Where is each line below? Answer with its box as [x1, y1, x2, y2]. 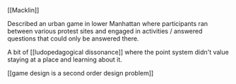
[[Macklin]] [7, 6, 40, 14]
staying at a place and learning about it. [7, 55, 122, 64]
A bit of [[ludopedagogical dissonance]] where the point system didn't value [7, 48, 230, 56]
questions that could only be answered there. [7, 34, 139, 43]
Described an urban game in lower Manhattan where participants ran [7, 20, 208, 27]
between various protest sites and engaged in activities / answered [7, 27, 203, 35]
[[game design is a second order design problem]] [7, 69, 154, 77]
